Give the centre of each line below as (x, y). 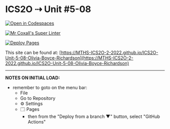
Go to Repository (38, 98)
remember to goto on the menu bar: (50, 87)
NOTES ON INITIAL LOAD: (33, 78)
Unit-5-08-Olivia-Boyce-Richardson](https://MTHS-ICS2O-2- (69, 58)
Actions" (37, 121)
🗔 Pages (30, 109)
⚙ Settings (31, 103)
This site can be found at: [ (33, 52)
